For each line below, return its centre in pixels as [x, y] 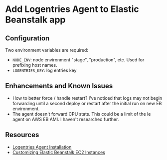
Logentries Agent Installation [42, 147]
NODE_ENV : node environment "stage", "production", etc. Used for [78, 60]
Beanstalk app [35, 20]
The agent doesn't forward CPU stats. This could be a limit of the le [82, 114]
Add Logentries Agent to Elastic [72, 9]
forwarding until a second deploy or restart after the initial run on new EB [87, 103]
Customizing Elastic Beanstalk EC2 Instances [59, 152]
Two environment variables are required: [47, 50]
